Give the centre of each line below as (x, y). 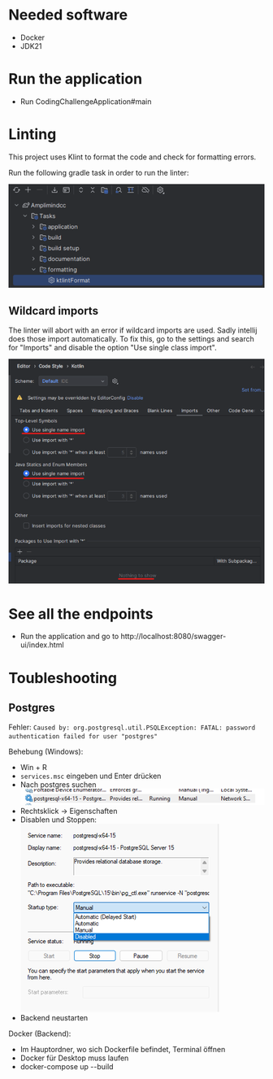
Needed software (68, 15)
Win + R (33, 768)
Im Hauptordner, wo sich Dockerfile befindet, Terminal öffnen (123, 1050)
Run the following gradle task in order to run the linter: (99, 172)
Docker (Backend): (40, 1033)
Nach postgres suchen (58, 785)
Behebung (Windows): (46, 752)
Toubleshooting (63, 678)
